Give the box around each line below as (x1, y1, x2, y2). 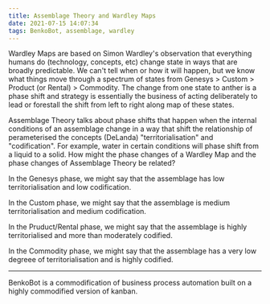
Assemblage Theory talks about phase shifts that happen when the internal (8, 116, 257, 125)
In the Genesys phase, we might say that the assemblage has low (8, 174, 225, 183)
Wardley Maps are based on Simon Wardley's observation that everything (8, 49, 252, 59)
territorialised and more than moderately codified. (8, 231, 173, 240)
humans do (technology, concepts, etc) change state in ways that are (8, 57, 238, 67)
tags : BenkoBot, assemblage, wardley (8, 27, 135, 35)
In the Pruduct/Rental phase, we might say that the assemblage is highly (8, 222, 247, 232)
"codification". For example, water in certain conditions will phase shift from (8, 142, 260, 151)
